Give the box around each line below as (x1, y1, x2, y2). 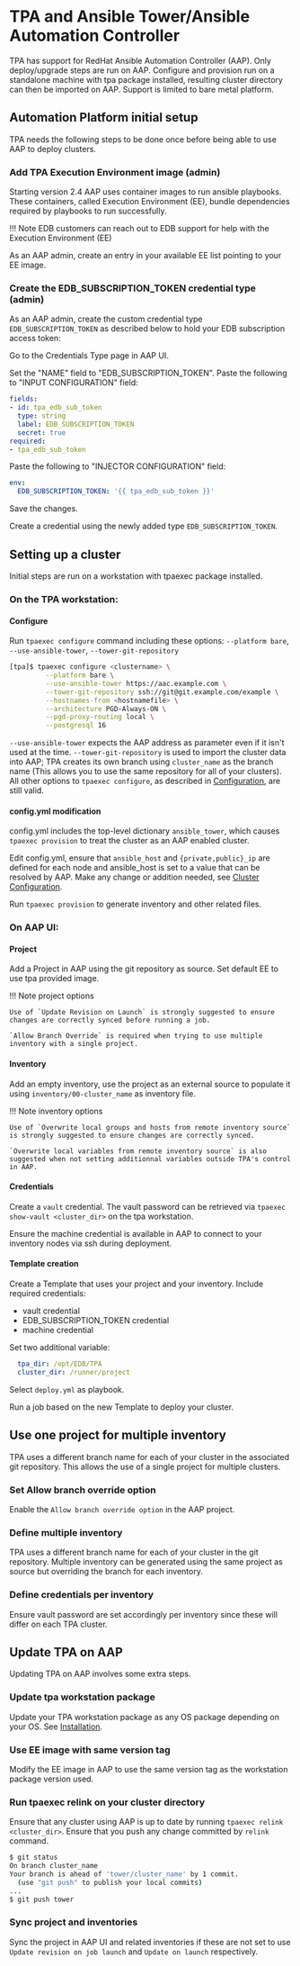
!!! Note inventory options (9, 1105, 103, 1116)
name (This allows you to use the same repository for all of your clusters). (9, 766, 283, 777)
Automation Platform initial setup (9, 110, 199, 125)
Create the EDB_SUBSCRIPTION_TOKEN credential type (9, 282, 256, 294)
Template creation (9, 1258, 79, 1269)
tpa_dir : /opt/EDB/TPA (17, 1359, 102, 1369)
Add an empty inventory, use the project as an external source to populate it (9, 1078, 291, 1089)
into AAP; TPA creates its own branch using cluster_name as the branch (9, 756, 274, 767)
